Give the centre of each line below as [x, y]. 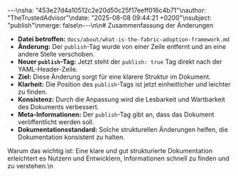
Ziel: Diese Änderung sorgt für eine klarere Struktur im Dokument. [114, 77]
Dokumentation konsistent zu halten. [71, 137]
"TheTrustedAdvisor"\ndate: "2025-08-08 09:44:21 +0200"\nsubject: [109, 18]
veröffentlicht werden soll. [56, 122]
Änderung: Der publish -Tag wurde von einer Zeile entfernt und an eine [121, 46]
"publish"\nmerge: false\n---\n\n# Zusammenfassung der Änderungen [110, 25]
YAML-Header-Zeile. [48, 69]
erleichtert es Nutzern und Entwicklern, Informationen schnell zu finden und [118, 158]
